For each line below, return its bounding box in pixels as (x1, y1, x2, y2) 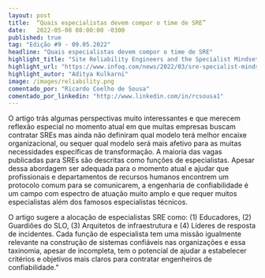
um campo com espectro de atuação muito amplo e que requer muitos (8, 189, 237, 198)
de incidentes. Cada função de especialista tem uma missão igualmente (8, 229, 242, 239)
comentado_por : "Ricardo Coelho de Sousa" (8, 84, 150, 93)
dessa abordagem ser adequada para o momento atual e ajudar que (8, 164, 230, 173)
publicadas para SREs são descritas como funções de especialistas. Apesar (8, 155, 255, 165)
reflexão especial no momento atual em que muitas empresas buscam (8, 122, 237, 132)
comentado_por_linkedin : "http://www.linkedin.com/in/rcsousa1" (8, 92, 224, 100)
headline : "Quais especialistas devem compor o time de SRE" (8, 48, 214, 56)
